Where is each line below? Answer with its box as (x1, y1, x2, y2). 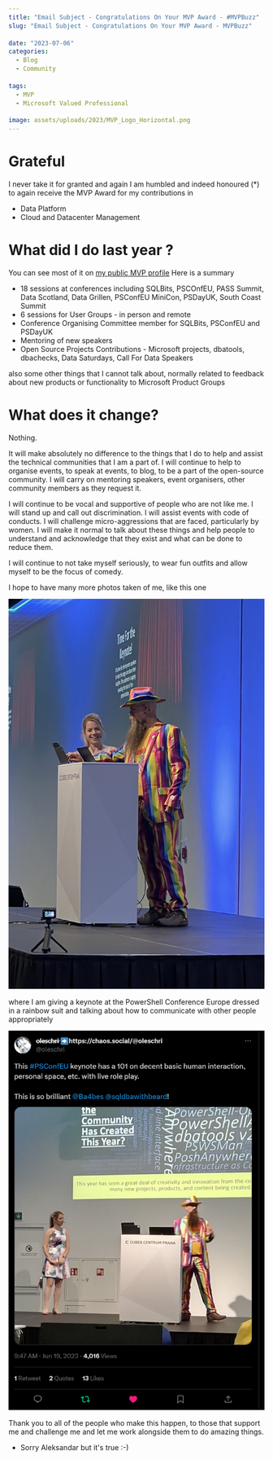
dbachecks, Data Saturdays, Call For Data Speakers (19, 353, 193, 363)
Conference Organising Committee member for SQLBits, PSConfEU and (19, 319, 260, 328)
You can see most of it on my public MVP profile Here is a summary (8, 268, 235, 277)
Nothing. (8, 433, 38, 442)
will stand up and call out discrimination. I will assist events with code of (8, 508, 249, 517)
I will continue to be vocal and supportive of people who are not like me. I (8, 499, 253, 508)
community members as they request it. (8, 483, 142, 493)
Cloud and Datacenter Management (19, 213, 141, 222)
